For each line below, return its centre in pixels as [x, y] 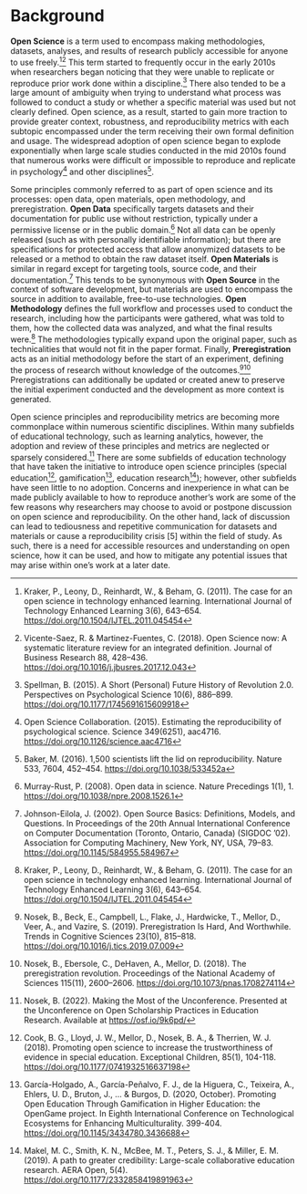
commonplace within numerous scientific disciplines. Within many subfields [153, 426]
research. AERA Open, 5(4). [76, 1169]
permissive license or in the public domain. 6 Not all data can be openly [143, 229]
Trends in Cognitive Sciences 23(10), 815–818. [110, 936]
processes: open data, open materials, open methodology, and [128, 199]
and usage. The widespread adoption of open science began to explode [146, 141]
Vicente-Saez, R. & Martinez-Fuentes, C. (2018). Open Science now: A [155, 638]
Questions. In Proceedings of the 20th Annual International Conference [157, 823]
